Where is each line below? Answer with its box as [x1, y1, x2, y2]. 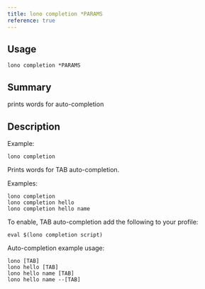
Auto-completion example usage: [7, 244, 105, 252]
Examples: [7, 178, 38, 188]
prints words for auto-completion [7, 100, 104, 108]
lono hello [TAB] [7, 263, 59, 271]
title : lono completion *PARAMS [7, 10, 103, 18]
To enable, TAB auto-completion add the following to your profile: [7, 217, 199, 226]
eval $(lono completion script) [7, 231, 103, 238]
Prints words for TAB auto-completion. [7, 165, 120, 174]
